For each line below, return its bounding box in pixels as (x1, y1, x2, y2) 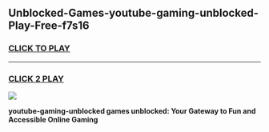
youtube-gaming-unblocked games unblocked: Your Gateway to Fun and (8, 106, 256, 115)
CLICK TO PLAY (8, 43, 70, 54)
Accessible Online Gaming (8, 114, 98, 124)
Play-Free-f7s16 (8, 19, 90, 33)
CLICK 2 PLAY (8, 73, 64, 84)
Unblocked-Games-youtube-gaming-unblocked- (8, 6, 259, 20)
